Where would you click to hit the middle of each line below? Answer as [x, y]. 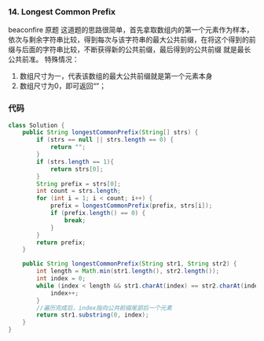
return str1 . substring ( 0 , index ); [93, 315]
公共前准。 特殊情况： [44, 59]
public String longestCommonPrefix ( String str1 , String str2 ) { [130, 264]
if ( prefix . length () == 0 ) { [98, 213]
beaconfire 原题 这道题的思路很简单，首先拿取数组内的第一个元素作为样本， [131, 30]
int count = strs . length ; [79, 191]
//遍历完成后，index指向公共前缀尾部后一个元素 [104, 308]
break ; [75, 220]
